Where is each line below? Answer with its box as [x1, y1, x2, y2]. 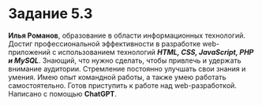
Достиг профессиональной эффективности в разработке [8, 38, 201, 48]
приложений [8, 47, 51, 57]
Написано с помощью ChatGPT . [8, 89, 117, 98]
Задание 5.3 [8, 5, 93, 23]
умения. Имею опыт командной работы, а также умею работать [8, 72, 226, 82]
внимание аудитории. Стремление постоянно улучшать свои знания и [8, 64, 246, 73]
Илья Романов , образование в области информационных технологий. [8, 31, 246, 40]
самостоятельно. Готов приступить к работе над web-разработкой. [8, 80, 237, 90]
